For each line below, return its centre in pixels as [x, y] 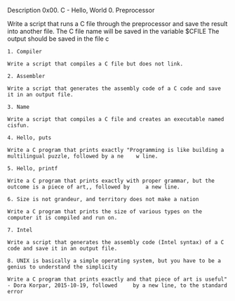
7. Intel [20, 230]
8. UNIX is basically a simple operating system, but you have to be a [114, 261]
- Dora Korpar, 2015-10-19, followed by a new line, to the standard [117, 286]
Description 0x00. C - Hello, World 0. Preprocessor [81, 10]
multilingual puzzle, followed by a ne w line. [83, 156]
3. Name [19, 107]
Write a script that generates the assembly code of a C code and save [114, 89]
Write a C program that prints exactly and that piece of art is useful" [117, 279]
